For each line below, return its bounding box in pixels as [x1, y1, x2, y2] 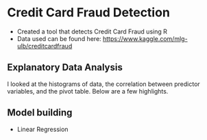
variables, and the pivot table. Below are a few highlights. [7, 87, 169, 95]
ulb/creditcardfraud [16, 42, 73, 50]
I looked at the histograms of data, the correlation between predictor [7, 80, 200, 88]
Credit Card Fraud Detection [7, 5, 170, 20]
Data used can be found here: [16, 34, 101, 42]
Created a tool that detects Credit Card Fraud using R [16, 27, 168, 36]
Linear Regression [16, 125, 69, 133]
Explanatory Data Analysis [7, 61, 123, 73]
